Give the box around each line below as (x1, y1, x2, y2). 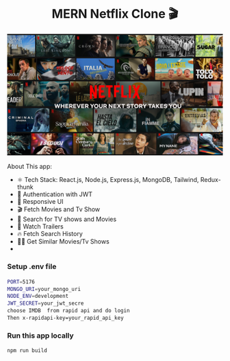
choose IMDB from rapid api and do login (7, 307, 130, 314)
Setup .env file (7, 262, 57, 272)
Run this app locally (7, 331, 74, 340)
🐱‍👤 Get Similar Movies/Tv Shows (16, 237, 110, 246)
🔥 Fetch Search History (16, 230, 84, 238)
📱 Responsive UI (16, 198, 64, 206)
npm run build (7, 347, 48, 354)
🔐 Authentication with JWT (16, 190, 93, 198)
